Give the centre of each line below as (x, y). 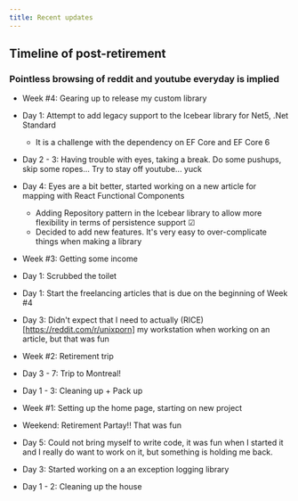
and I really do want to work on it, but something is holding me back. (147, 452)
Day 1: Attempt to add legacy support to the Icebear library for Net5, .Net (155, 116)
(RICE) (192, 320)
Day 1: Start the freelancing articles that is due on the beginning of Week (155, 293)
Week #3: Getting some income (80, 259)
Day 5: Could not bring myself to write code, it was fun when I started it (153, 443)
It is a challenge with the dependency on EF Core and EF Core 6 (153, 143)
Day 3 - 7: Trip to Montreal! (72, 374)
